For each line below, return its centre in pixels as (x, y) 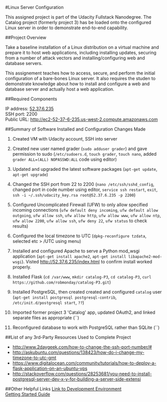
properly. (22, 267)
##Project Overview (26, 38)
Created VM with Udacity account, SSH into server (65, 139)
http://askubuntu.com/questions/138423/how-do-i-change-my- (78, 352)
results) (20, 226)
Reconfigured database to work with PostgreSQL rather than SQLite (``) (86, 327)
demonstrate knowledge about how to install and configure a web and (77, 84)
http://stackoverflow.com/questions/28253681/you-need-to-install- (82, 374)
